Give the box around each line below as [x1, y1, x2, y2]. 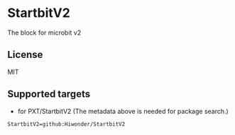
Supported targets [7, 88, 91, 100]
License [7, 49, 43, 61]
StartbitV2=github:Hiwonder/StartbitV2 [7, 120, 126, 128]
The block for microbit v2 [7, 28, 82, 37]
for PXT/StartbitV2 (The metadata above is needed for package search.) [17, 107, 229, 115]
